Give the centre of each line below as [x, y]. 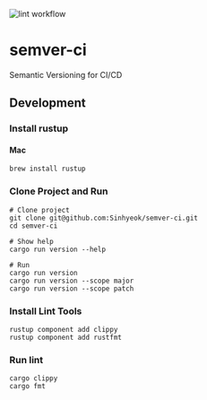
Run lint [26, 360]
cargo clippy [34, 378]
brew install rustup [48, 169]
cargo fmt [28, 387]
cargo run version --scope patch [72, 288]
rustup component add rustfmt [66, 338]
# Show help [31, 241]
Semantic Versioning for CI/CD [66, 74]
